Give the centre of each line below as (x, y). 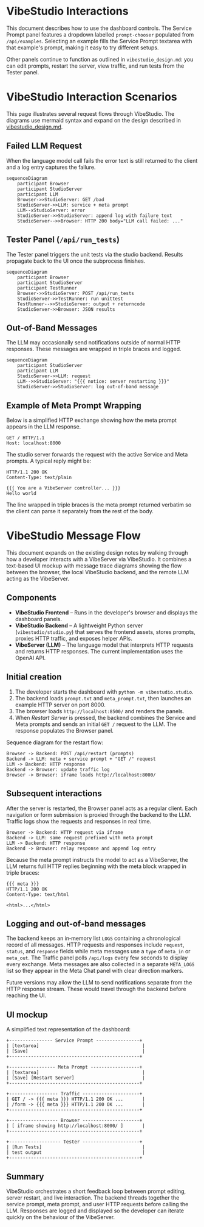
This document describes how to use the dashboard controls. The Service (99, 28)
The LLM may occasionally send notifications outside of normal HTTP (93, 343)
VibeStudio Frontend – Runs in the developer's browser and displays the (106, 612)
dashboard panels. (39, 619)
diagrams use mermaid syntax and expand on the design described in (93, 120)
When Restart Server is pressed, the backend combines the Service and (105, 717)
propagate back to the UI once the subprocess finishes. (76, 261)
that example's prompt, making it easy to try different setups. (83, 48)
